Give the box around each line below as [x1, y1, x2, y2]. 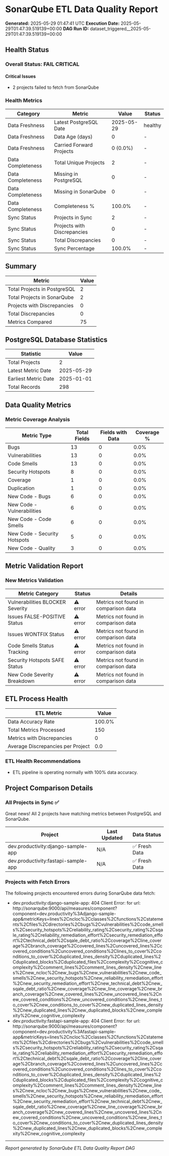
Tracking [8, 648, 29, 655]
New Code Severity [8, 671, 54, 678]
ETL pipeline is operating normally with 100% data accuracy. [12, 769, 138, 775]
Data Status [132, 831, 161, 838]
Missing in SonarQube [54, 188, 107, 195]
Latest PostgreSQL [54, 119, 99, 126]
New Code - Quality [8, 545, 55, 552]
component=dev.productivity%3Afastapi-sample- [12, 1028, 116, 1034]
